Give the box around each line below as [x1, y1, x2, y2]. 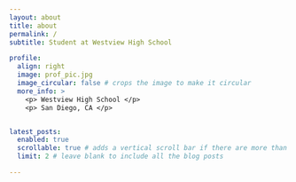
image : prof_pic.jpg [17, 70, 93, 80]
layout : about [9, 12, 62, 22]
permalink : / [9, 29, 58, 38]
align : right [17, 62, 66, 71]
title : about [9, 21, 58, 30]
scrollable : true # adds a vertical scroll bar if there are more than [17, 144, 288, 153]
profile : [9, 54, 42, 63]
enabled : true [17, 135, 69, 145]
